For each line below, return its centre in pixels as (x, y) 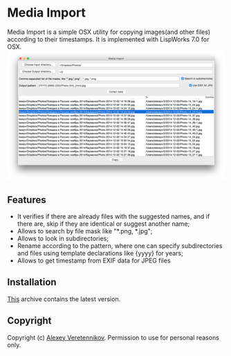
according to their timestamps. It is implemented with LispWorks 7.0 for (108, 39)
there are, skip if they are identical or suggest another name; (103, 224)
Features (27, 200)
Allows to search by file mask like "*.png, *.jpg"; (85, 231)
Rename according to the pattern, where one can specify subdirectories (120, 246)
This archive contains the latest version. (64, 299)
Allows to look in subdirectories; (63, 238)
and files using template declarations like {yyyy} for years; (100, 253)
